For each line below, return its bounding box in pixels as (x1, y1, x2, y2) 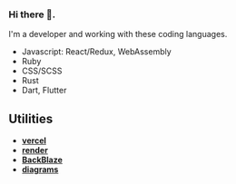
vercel (21, 135, 47, 146)
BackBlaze (21, 154, 63, 166)
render (21, 145, 49, 156)
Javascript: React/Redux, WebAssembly (21, 46, 172, 57)
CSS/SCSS (21, 65, 63, 76)
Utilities (8, 111, 54, 126)
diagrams (21, 164, 59, 175)
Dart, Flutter (21, 85, 67, 96)
